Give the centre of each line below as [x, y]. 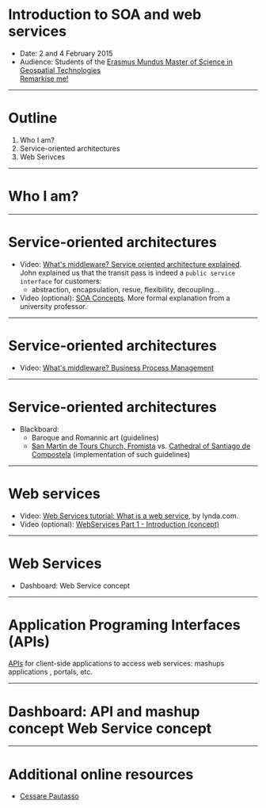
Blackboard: [39, 429]
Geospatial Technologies [60, 70]
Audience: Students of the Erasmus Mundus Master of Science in [126, 62]
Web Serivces [42, 157]
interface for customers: [61, 281]
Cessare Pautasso [49, 796]
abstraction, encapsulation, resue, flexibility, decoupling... [125, 289]
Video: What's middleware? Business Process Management [116, 368]
